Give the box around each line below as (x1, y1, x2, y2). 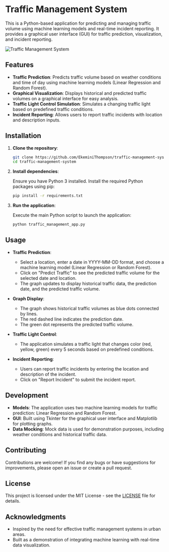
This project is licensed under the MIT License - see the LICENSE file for (5, 493, 155, 499)
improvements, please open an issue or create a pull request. (5, 465, 133, 471)
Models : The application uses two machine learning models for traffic (12, 404, 158, 410)
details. (5, 498, 21, 504)
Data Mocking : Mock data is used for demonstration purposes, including (12, 426, 164, 432)
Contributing (5, 446, 46, 455)
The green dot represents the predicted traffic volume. (20, 321, 134, 327)
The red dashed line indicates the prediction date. (20, 316, 124, 322)
